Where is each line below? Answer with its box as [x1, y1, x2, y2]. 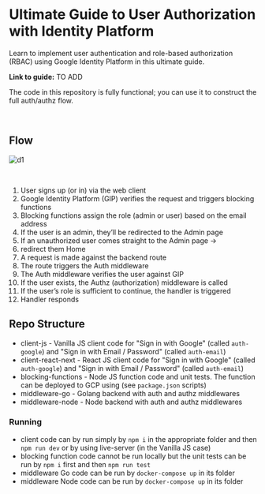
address [20, 219, 47, 228]
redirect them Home [20, 244, 86, 253]
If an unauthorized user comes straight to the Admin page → [20, 235, 218, 245]
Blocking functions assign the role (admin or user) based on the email [20, 211, 247, 220]
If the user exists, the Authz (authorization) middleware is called [20, 278, 228, 287]
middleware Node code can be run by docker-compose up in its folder [20, 476, 244, 486]
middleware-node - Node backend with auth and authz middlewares [20, 397, 243, 406]
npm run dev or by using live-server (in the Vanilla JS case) [20, 443, 211, 452]
